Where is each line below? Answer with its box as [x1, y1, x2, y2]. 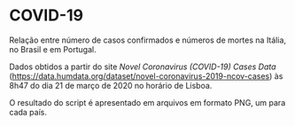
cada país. [9, 106, 47, 117]
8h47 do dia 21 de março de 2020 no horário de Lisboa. [9, 80, 213, 91]
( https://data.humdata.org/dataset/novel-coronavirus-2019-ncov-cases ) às [9, 70, 283, 81]
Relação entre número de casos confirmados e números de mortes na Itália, [9, 35, 286, 45]
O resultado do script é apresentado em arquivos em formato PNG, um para [9, 97, 286, 107]
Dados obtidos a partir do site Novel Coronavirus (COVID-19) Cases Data [9, 61, 276, 72]
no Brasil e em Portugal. [9, 43, 97, 54]
